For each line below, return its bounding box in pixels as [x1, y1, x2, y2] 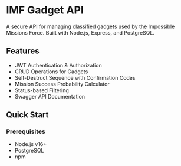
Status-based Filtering [14, 86, 70, 94]
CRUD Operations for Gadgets [14, 68, 88, 75]
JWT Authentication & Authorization [14, 62, 102, 69]
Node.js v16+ [14, 141, 47, 148]
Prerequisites [6, 127, 45, 135]
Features [6, 46, 40, 56]
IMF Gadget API [6, 4, 84, 17]
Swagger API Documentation [14, 93, 85, 100]
